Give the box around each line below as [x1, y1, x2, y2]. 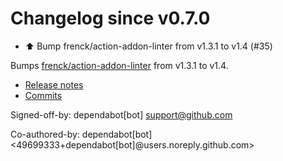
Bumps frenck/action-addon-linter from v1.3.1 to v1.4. [10, 59, 229, 71]
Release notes [24, 78, 84, 91]
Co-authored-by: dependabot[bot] [10, 128, 153, 140]
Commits [24, 89, 63, 101]
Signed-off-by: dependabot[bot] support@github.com [10, 108, 233, 121]
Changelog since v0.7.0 [10, 7, 211, 30]
